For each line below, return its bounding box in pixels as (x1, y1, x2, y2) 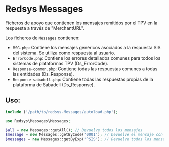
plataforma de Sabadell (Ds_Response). (12, 81, 95, 88)
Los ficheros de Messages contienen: (5, 35, 80, 41)
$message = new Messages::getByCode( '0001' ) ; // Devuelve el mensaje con (5, 132, 163, 137)
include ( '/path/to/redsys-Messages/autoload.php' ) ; (5, 109, 118, 114)
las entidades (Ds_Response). (12, 71, 74, 77)
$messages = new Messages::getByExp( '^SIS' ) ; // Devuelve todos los (5, 137, 152, 142)
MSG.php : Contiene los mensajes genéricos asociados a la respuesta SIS (12, 44, 161, 50)
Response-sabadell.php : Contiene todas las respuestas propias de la (12, 76, 153, 82)
